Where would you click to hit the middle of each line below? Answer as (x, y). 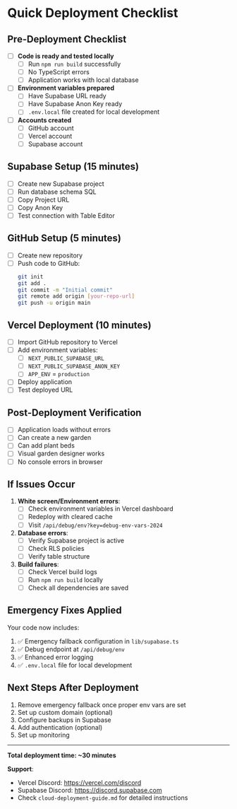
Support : (20, 769)
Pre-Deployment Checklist (67, 39)
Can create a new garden (54, 438)
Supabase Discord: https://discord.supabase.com (90, 790)
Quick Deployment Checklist (93, 13)
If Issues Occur (41, 484)
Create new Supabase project (61, 184)
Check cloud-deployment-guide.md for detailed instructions (103, 798)
